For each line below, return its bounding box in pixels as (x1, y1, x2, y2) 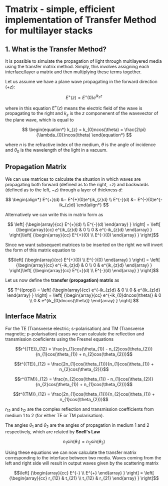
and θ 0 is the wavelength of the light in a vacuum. (5, 147, 107, 154)
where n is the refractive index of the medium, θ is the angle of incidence (5, 142, 156, 148)
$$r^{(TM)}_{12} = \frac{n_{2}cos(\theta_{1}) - (14, 376, 109, 382)
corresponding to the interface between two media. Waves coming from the (5, 454, 161, 460)
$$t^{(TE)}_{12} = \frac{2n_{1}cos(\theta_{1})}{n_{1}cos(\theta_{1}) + (14, 360, 154, 367)
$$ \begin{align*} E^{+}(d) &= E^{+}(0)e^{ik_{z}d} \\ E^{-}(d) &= (5, 196, 136, 202)
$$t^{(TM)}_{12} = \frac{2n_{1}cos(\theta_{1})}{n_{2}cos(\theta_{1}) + (13, 391, 155, 397)
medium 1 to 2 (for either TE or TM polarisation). (5, 413, 104, 419)
